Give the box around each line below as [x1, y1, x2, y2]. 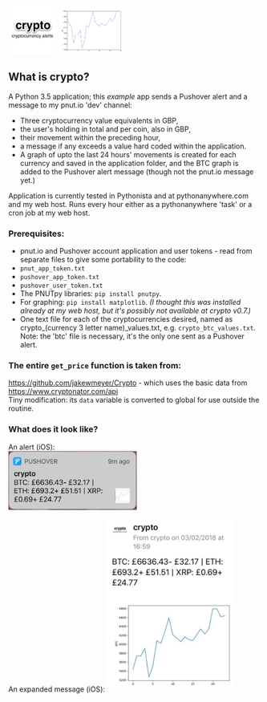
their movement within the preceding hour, [19, 132, 161, 142]
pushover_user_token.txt [19, 282, 103, 290]
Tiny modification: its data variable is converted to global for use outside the [8, 396, 260, 405]
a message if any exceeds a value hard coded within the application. [19, 141, 247, 151]
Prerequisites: [8, 228, 65, 239]
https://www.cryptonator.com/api [8, 387, 119, 396]
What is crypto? [8, 71, 90, 84]
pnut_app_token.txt [19, 265, 86, 273]
